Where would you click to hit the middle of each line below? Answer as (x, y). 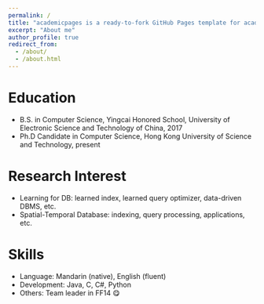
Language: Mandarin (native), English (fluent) (93, 276)
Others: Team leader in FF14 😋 (70, 293)
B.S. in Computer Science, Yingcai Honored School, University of (125, 119)
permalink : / (29, 15)
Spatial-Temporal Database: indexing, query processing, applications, (132, 214)
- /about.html (38, 60)
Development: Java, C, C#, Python (75, 284)
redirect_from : (33, 45)
